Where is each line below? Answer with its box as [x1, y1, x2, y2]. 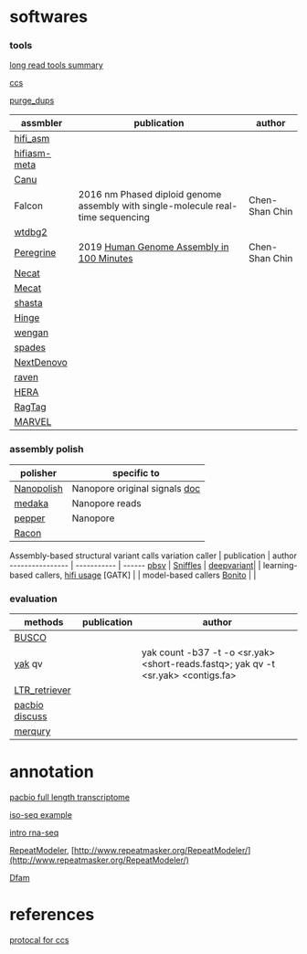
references [9, 905, 95, 925]
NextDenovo [14, 356, 69, 369]
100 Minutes [78, 252, 133, 265]
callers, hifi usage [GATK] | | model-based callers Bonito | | [35, 569, 257, 580]
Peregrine [14, 247, 57, 260]
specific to [112, 466, 160, 479]
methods [24, 616, 64, 629]
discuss [14, 710, 48, 723]
